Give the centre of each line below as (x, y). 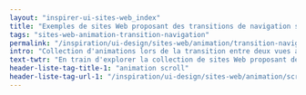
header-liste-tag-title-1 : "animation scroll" (99, 69)
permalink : (30, 43)
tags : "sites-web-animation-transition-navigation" (109, 34)
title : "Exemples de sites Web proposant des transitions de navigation (150, 26)
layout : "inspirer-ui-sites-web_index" (85, 18)
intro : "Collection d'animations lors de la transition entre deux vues (150, 52)
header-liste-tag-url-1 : (56, 77)
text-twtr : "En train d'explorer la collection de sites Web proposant (148, 60)
